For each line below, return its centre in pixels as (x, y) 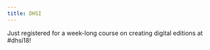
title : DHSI (24, 13)
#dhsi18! (19, 40)
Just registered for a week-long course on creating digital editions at (105, 33)
